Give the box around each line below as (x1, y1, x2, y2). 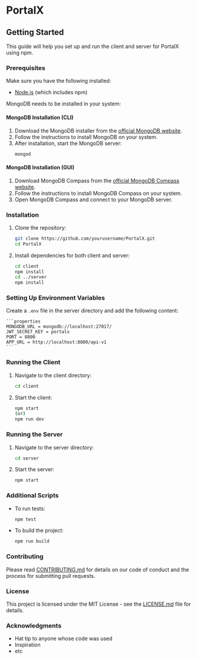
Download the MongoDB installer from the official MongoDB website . (14, 127, 183, 134)
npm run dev (14, 416, 44, 422)
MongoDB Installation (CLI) (6, 114, 74, 121)
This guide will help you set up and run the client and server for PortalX (6, 43, 179, 50)
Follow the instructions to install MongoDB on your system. (14, 133, 158, 140)
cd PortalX (14, 241, 42, 247)
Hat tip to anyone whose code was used (14, 635, 113, 642)
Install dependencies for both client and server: (14, 252, 130, 259)
